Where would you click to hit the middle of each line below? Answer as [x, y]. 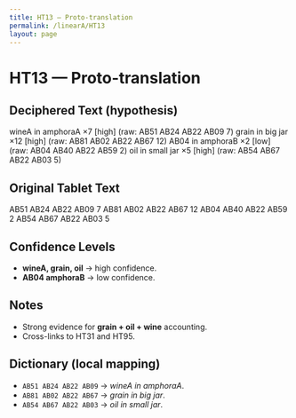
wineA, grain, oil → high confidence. [89, 268]
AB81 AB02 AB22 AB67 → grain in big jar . [94, 395]
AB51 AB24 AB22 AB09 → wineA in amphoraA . [103, 385]
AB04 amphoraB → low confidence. [88, 277]
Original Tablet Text [64, 188]
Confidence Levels [62, 246]
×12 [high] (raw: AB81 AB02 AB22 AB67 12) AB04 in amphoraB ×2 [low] [140, 141]
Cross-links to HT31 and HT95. [78, 336]
